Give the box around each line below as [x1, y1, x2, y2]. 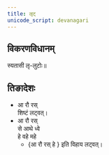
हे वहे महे [17, 133, 37, 141]
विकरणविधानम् [7, 43, 54, 55]
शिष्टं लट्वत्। [17, 109, 48, 117]
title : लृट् [7, 10, 36, 18]
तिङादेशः [7, 82, 36, 94]
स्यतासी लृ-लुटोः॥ [7, 61, 47, 70]
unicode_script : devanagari [7, 17, 89, 24]
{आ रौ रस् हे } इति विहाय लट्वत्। [27, 140, 103, 149]
